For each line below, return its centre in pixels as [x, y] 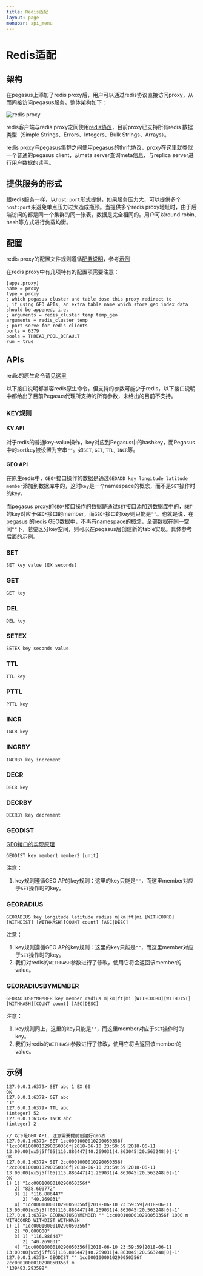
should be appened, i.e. [38, 310]
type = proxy [23, 294]
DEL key [16, 621]
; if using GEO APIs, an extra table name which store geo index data [97, 304]
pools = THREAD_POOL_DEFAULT [43, 336]
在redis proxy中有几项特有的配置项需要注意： [63, 272]
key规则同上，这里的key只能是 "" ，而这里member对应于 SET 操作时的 [99, 1029]
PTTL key [17, 704]
